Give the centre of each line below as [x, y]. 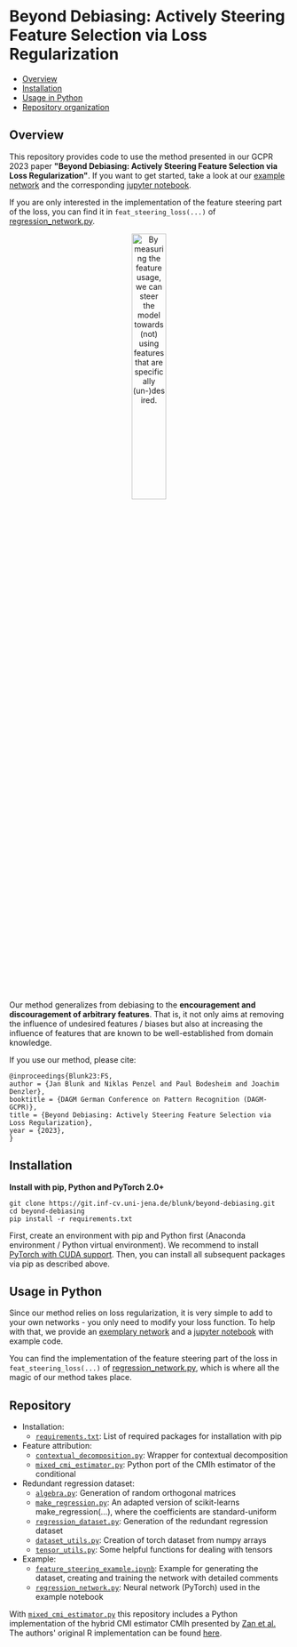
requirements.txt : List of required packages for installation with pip [158, 1436]
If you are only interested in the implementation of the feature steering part [145, 202]
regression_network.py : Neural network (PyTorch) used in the [148, 1587]
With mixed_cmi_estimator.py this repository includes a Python [123, 1614]
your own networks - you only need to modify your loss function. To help [142, 1322]
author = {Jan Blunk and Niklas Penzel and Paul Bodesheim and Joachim [144, 1084]
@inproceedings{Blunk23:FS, [61, 1076]
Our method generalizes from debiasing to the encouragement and [133, 1004]
